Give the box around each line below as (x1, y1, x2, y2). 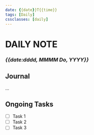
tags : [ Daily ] (5, 12, 35, 17)
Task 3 (12, 124, 27, 131)
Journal (5, 72, 30, 81)
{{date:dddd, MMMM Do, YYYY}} (5, 56, 89, 63)
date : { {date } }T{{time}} (5, 7, 57, 13)
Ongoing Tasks (5, 100, 54, 108)
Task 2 (12, 119, 27, 125)
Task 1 (12, 113, 26, 119)
